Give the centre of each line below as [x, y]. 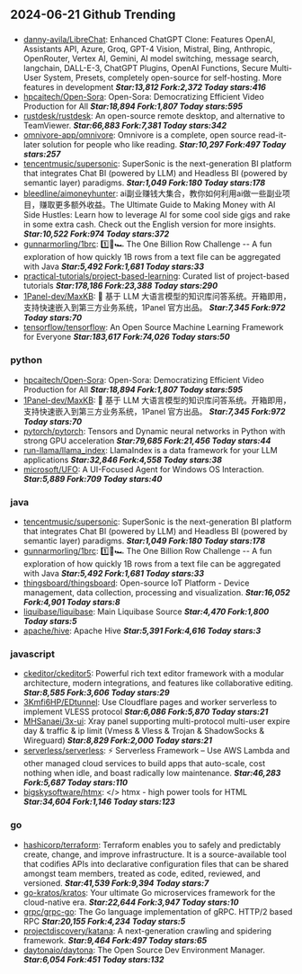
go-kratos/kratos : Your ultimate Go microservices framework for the [149, 892]
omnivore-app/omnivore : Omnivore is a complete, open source [140, 135]
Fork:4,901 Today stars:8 [71, 602]
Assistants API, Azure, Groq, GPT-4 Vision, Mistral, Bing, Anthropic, [148, 49]
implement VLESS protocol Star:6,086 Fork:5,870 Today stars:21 [146, 712]
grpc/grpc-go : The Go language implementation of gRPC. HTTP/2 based [158, 911]
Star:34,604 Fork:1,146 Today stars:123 [99, 802]
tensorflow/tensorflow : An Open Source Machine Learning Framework [153, 327]
